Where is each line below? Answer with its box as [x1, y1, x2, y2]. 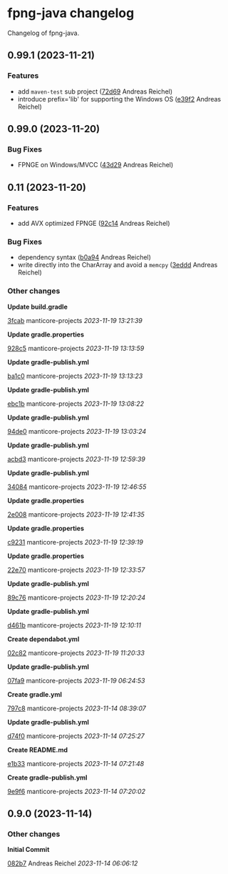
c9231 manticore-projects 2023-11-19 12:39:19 [7, 537, 144, 546]
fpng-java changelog [7, 5, 135, 21]
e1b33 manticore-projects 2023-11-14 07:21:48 [7, 759, 145, 768]
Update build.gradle [7, 302, 68, 311]
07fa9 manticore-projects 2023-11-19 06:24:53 [7, 676, 145, 685]
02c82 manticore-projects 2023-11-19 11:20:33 [7, 648, 145, 657]
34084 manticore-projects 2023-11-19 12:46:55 [7, 482, 147, 491]
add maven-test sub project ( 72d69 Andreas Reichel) [17, 87, 173, 96]
